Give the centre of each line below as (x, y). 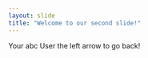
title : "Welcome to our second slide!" (75, 23)
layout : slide (32, 15)
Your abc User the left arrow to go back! (74, 45)
